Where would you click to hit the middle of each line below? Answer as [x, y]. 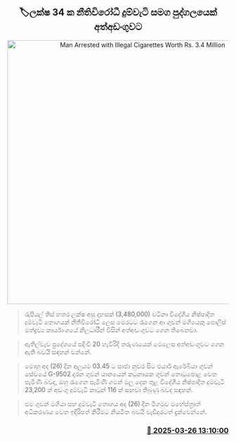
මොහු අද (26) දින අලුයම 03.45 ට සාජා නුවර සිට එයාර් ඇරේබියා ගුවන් [118, 366]
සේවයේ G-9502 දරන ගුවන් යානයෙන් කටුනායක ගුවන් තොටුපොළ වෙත [121, 374]
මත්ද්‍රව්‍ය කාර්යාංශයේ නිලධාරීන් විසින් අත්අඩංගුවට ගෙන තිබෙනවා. [111, 329]
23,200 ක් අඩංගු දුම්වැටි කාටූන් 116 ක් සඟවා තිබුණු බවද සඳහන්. [109, 389]
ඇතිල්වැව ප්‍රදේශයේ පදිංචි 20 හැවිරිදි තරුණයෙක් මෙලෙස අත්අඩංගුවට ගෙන [124, 343]
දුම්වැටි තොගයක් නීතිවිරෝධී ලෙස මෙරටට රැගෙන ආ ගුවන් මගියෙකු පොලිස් [125, 322]
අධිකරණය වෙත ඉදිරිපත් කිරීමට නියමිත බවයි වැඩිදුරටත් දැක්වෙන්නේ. [116, 412]
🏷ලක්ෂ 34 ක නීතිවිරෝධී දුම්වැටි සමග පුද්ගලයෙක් [118, 12]
